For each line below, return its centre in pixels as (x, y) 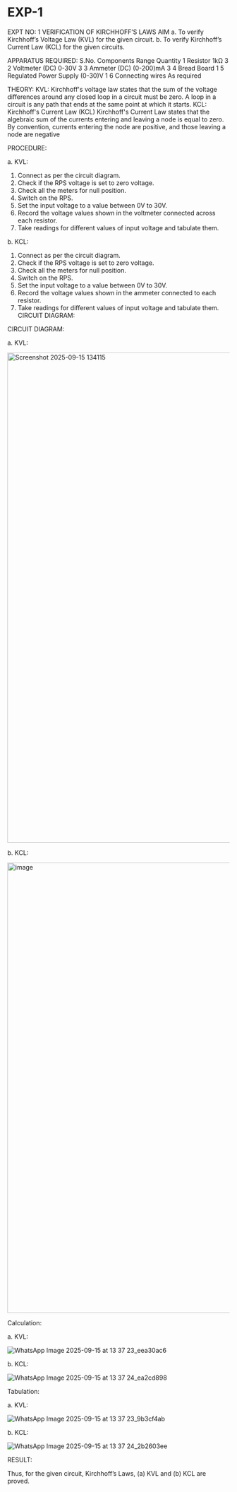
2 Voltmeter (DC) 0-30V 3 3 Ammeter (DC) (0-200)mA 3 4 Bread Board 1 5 (116, 68)
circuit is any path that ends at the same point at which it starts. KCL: (107, 104)
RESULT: (20, 1460)
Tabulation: (24, 1391)
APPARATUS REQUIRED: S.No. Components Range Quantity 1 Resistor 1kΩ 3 (118, 60)
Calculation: (25, 1322)
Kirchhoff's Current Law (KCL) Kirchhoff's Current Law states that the (109, 112)
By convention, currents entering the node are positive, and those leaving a (117, 126)
